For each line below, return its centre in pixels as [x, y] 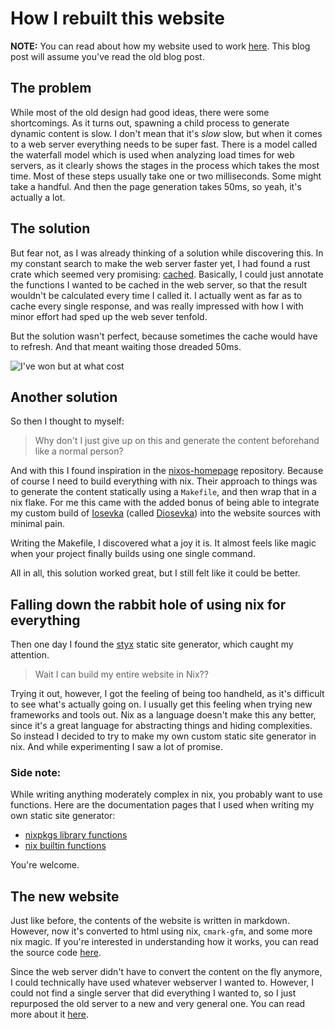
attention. [30, 655]
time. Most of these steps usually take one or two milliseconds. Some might [166, 176]
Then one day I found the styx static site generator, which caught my [152, 644]
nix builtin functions [65, 846]
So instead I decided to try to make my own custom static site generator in [163, 736]
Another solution [64, 397]
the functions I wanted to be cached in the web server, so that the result [159, 284]
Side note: [36, 773]
